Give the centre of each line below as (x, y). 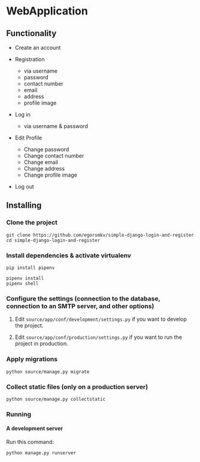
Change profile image (51, 175)
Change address (44, 169)
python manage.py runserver (41, 453)
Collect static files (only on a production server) (77, 387)
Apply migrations (32, 359)
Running (19, 414)
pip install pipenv (31, 268)
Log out (24, 187)
